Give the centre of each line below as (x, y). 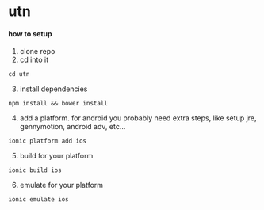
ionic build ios (35, 170)
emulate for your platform (61, 185)
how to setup (31, 33)
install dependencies (54, 89)
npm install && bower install (58, 104)
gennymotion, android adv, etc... (73, 127)
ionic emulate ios (38, 200)
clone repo (37, 52)
